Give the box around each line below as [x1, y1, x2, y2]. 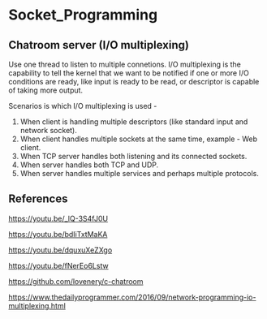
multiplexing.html [8, 300, 67, 310]
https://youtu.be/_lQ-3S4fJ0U [8, 213, 108, 223]
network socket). [19, 126, 77, 135]
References [8, 192, 68, 206]
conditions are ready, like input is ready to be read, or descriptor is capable [8, 77, 260, 86]
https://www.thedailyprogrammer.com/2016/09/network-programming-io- [8, 292, 256, 302]
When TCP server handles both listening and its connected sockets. [19, 152, 248, 161]
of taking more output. [8, 85, 84, 95]
